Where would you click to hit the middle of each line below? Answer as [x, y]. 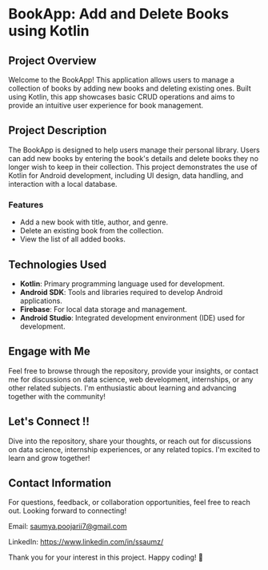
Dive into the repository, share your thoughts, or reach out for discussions [130, 441]
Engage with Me [49, 352]
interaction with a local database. [63, 184]
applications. [41, 301]
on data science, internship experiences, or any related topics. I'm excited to [134, 449]
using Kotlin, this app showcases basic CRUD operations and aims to [122, 97]
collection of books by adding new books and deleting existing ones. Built [130, 88]
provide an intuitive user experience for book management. [106, 105]
